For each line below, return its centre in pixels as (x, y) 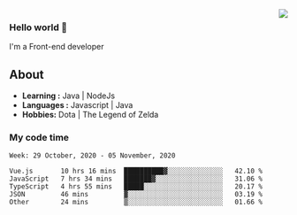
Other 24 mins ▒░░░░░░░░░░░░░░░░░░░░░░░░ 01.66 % (136, 203)
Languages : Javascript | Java (77, 105)
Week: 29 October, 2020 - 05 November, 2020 (92, 156)
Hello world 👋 (38, 27)
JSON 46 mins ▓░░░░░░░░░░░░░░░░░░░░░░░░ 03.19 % (136, 195)
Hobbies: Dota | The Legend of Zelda (90, 115)
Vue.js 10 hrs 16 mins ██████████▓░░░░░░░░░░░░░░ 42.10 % (136, 172)
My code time (39, 138)
